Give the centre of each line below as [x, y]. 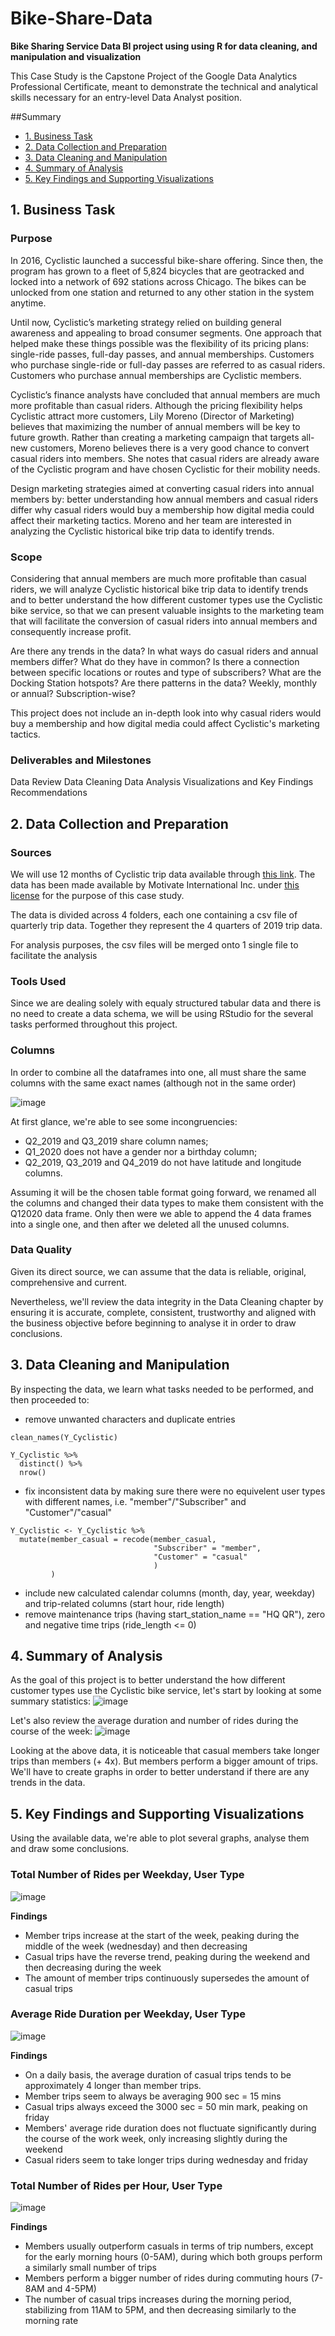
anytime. [28, 303]
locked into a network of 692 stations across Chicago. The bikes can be [158, 281]
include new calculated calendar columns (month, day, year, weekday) [170, 1593]
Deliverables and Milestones [81, 760]
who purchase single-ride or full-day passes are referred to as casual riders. [168, 364]
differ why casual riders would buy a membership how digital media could [162, 509]
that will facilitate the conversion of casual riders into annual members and [164, 621]
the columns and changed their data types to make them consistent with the [167, 1203]
